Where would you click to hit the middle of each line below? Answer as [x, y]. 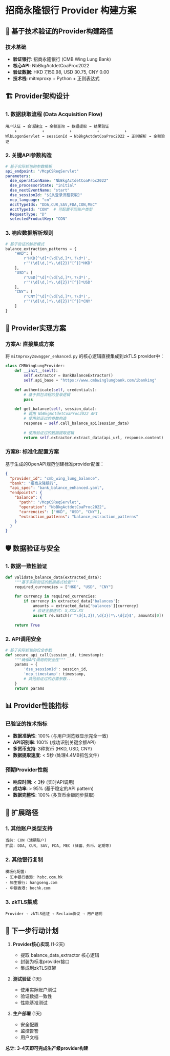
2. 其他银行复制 [24, 860]
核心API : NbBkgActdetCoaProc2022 [51, 65]
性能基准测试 [34, 1003]
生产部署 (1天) [27, 1013]
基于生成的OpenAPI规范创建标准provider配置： [55, 464]
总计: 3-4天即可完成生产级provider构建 [47, 1048]
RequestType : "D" [28, 214]
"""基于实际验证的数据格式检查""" [46, 582]
